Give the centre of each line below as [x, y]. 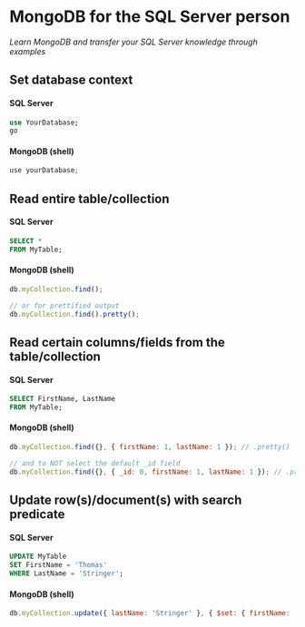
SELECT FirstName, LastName [63, 399]
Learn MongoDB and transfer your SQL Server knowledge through [134, 42]
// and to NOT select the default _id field [95, 463]
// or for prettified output [64, 306]
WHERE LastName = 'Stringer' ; [67, 573]
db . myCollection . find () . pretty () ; [75, 314]
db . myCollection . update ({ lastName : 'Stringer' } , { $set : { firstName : [150, 613]
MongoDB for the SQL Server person [150, 17]
